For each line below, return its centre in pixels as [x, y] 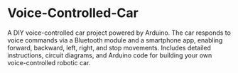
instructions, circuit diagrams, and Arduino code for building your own [110, 55]
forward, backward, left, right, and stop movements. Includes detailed [109, 47]
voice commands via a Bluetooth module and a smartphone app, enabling [115, 40]
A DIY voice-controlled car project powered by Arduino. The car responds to [119, 33]
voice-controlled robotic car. [49, 62]
